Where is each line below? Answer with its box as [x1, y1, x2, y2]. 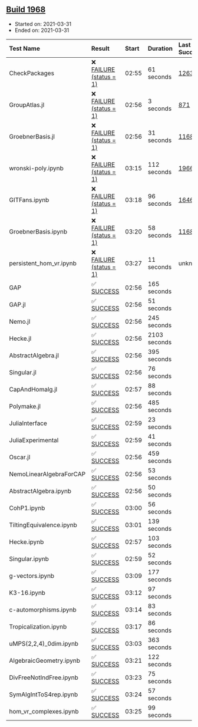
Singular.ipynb [9, 554, 49, 562]
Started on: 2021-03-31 [14, 20, 72, 27]
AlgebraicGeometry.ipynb [9, 656, 81, 665]
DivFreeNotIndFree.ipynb [9, 673, 78, 682]
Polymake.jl [9, 402, 41, 410]
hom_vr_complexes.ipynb [9, 707, 79, 715]
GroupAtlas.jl [9, 100, 45, 108]
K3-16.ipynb [9, 588, 46, 597]
